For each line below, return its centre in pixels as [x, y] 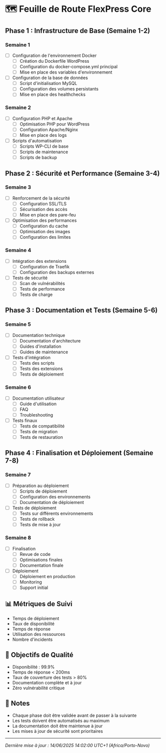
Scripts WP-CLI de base [44, 146]
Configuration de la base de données [50, 78]
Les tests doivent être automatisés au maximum [61, 720]
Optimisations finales [41, 560]
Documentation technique [39, 335]
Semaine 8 [18, 538]
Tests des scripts [37, 363]
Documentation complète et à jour [47, 682]
